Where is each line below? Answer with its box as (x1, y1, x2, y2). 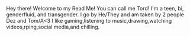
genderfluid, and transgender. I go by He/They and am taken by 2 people (6, 11, 185, 18)
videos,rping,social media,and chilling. (6, 23, 100, 30)
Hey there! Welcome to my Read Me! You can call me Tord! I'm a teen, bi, (6, 5, 184, 12)
